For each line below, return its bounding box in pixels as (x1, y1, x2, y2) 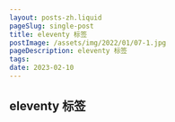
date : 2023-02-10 (9, 64, 74, 73)
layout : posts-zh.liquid (9, 13, 102, 22)
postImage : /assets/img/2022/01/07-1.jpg (9, 38, 167, 48)
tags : (9, 55, 30, 64)
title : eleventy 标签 (9, 30, 88, 39)
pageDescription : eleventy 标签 (9, 47, 127, 56)
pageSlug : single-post (9, 22, 94, 30)
